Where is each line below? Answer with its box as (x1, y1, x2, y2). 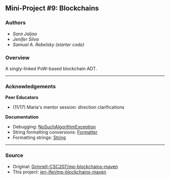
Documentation (5, 114, 39, 120)
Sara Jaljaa (12, 30, 37, 37)
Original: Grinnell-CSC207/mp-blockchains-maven (12, 163, 118, 169)
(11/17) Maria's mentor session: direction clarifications (12, 104, 125, 110)
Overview (5, 54, 30, 61)
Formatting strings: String (12, 134, 66, 141)
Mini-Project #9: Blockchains (5, 4, 99, 13)
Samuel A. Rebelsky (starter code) (12, 41, 84, 48)
